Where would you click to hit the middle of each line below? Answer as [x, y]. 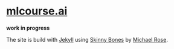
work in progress [28, 28]
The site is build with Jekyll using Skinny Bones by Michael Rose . [87, 39]
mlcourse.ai [37, 11]
